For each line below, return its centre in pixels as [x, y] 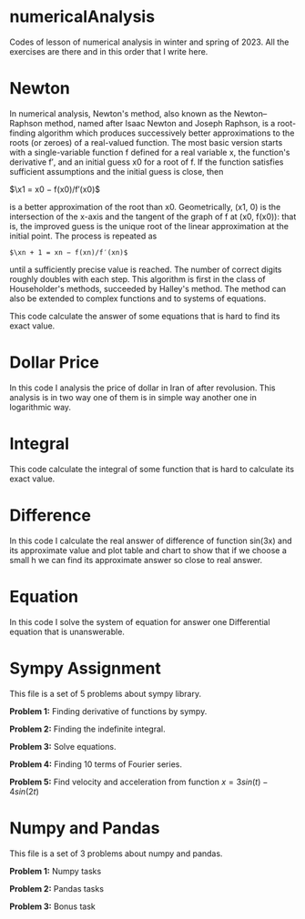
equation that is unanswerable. [67, 631]
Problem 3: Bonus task [52, 906]
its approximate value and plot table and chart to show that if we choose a [148, 550]
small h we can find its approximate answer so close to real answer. [136, 560]
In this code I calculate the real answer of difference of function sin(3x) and [151, 540]
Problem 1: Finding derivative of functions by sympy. [108, 711]
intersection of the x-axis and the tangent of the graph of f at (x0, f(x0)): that [153, 217]
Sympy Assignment [85, 668]
